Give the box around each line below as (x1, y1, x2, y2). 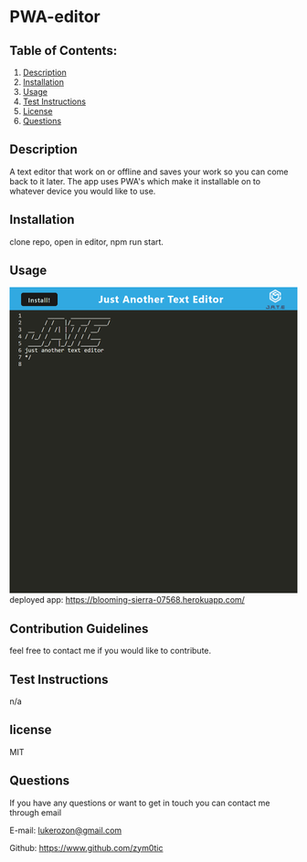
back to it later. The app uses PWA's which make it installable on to (9, 175, 261, 186)
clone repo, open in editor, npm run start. (9, 236, 164, 247)
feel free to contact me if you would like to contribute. (9, 646, 212, 657)
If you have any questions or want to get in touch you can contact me (9, 797, 271, 808)
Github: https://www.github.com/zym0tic (9, 842, 164, 853)
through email (9, 806, 62, 818)
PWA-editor (9, 6, 101, 27)
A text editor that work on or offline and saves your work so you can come (9, 166, 289, 177)
